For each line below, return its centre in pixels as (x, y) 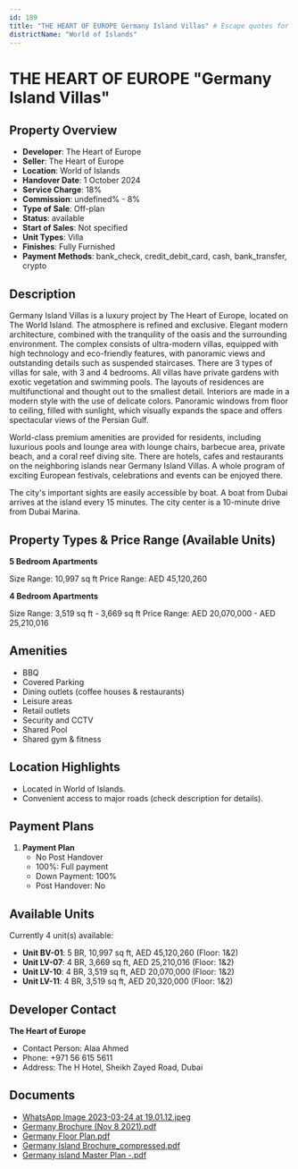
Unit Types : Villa (53, 237)
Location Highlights (65, 767)
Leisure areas (47, 701)
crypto (34, 266)
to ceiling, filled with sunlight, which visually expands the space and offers (146, 411)
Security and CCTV (58, 720)
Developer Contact (63, 1009)
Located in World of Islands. (74, 789)
